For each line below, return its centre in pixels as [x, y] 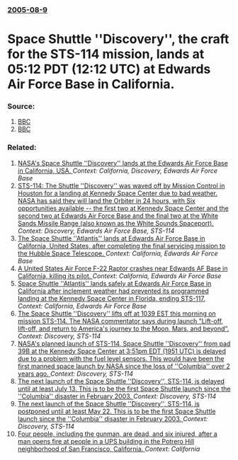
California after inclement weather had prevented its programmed [113, 291]
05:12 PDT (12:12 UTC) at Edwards [109, 69]
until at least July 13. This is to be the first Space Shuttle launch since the [124, 389]
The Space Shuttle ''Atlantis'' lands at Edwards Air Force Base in [111, 238]
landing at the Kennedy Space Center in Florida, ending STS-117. [111, 298]
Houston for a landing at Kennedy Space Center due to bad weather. [118, 193]
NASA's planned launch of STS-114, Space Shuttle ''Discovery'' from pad [124, 343]
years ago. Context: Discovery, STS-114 [75, 374]
